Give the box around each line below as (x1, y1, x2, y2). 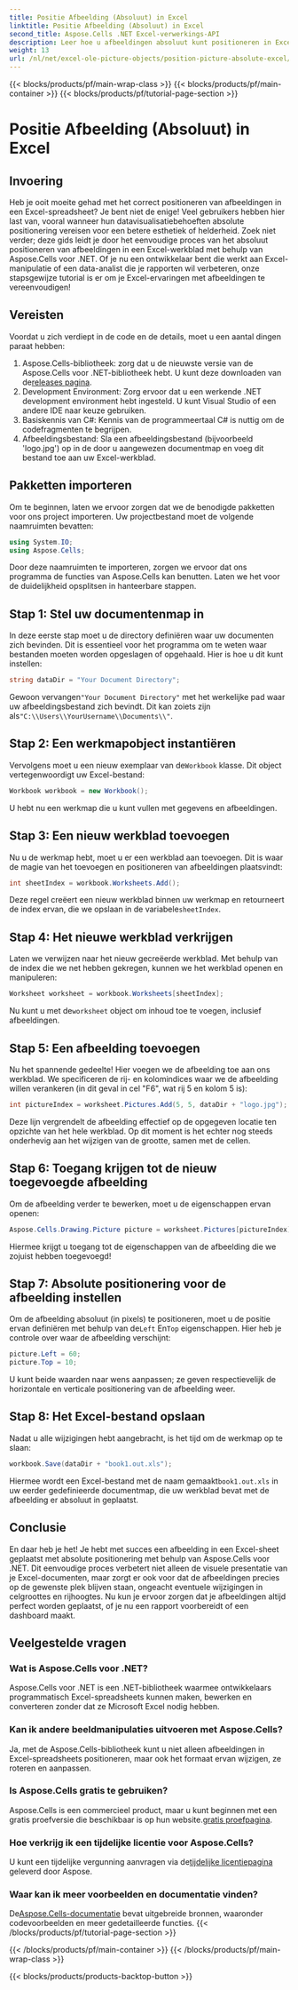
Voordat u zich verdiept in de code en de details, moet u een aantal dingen (9, 330, 282, 342)
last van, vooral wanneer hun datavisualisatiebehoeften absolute (9, 216, 245, 227)
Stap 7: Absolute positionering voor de (9, 1276, 227, 1291)
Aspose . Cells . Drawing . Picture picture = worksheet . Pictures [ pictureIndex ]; (9, 1225, 295, 1234)
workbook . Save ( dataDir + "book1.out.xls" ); (9, 1459, 173, 1469)
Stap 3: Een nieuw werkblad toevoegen (9, 828, 231, 844)
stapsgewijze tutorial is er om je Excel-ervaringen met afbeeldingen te (9, 273, 266, 283)
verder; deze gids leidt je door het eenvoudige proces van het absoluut (9, 235, 269, 245)
